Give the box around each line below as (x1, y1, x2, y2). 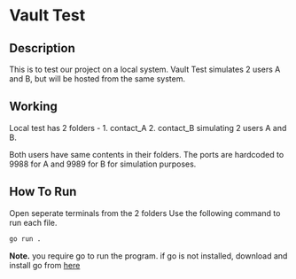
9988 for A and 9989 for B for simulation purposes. (9, 159, 197, 169)
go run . (9, 234, 42, 244)
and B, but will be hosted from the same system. (9, 74, 186, 84)
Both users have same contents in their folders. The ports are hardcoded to (9, 149, 284, 159)
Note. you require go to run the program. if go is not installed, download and (9, 250, 288, 261)
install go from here (9, 260, 81, 270)
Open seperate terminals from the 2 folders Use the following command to (9, 207, 281, 218)
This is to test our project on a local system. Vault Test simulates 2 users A (9, 64, 281, 74)
